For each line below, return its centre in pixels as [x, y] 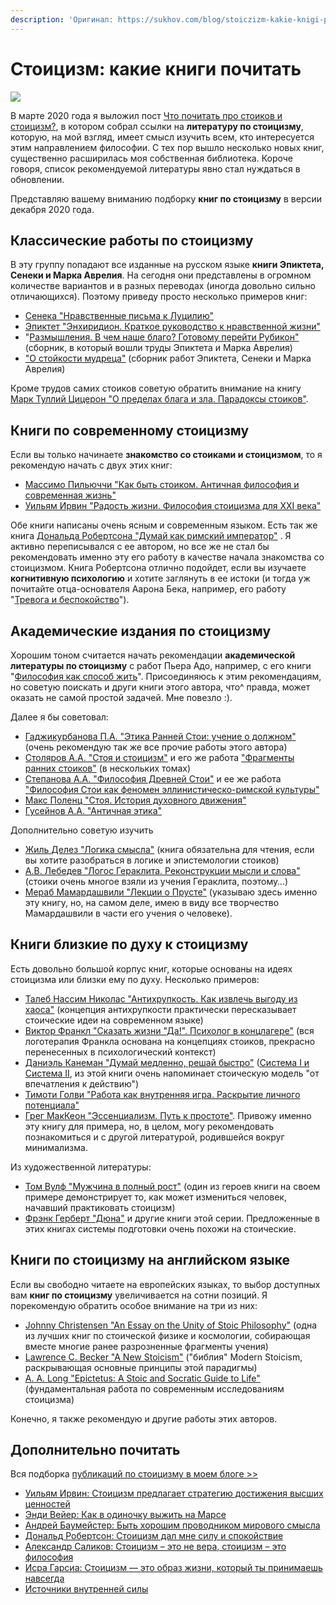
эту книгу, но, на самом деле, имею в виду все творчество [152, 902]
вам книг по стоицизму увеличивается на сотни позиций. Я [139, 1295]
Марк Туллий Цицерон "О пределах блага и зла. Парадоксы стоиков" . [159, 399]
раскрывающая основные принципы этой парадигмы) [141, 1367]
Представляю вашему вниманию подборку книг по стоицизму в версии [166, 198]
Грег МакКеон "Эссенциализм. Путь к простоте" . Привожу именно [168, 1115]
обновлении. [37, 179]
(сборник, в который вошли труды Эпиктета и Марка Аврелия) [158, 348]
